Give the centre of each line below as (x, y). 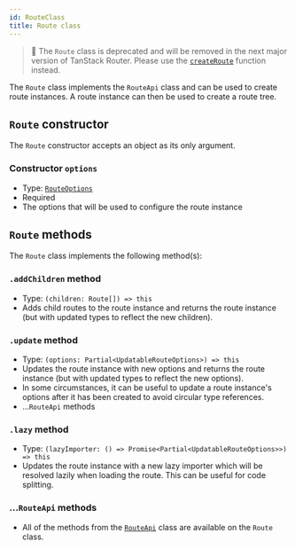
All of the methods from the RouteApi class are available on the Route (147, 527)
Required (39, 197)
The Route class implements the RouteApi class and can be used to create (143, 87)
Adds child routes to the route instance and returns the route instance (149, 308)
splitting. (38, 485)
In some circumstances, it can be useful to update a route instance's (147, 388)
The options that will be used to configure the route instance (132, 207)
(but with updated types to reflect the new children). (117, 317)
